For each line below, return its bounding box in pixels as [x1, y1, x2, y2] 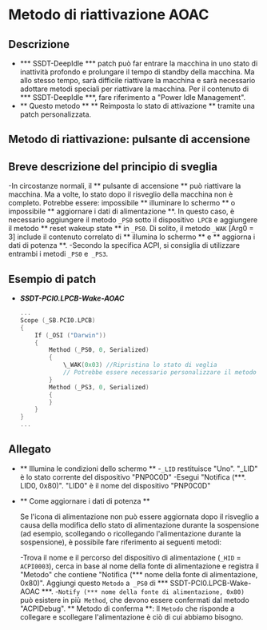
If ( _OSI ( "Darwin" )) [34, 331, 106, 339]
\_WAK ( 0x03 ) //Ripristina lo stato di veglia [62, 361, 217, 369]
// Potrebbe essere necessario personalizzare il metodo [62, 369, 257, 377]
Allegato [8, 442, 52, 457]
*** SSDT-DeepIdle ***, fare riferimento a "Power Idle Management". [19, 93, 246, 102]
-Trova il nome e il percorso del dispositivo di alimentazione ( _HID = [19, 552, 241, 562]
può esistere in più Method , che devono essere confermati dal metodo [19, 595, 249, 604]
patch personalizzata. [19, 110, 92, 119]
